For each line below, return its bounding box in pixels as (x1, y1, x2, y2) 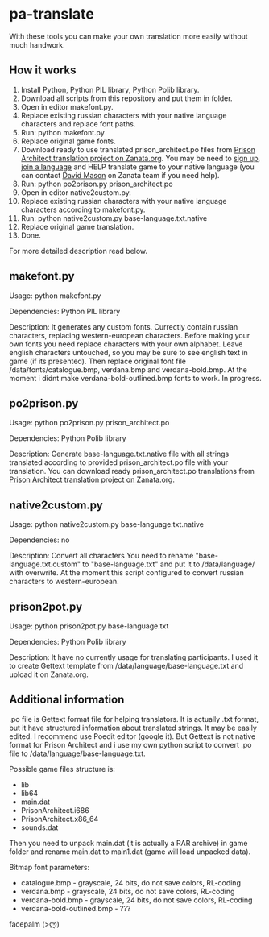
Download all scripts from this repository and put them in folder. (20, 93, 233, 103)
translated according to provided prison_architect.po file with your (9, 458, 229, 467)
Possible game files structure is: (9, 764, 116, 773)
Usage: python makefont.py (9, 291, 101, 301)
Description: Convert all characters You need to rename (9, 551, 194, 561)
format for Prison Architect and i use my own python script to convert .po (9, 740, 252, 749)
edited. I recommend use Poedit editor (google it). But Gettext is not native (9, 731, 256, 741)
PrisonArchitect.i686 (20, 805, 89, 815)
